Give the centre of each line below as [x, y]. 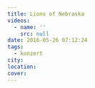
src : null [35, 34]
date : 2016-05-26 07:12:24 [47, 40]
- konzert [28, 54]
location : [22, 67]
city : [15, 60]
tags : [15, 47]
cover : [17, 73]
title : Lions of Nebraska [46, 14]
